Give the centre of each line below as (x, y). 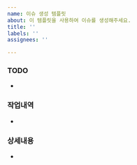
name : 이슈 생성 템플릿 (37, 14)
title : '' (22, 27)
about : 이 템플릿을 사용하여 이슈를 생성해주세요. (69, 20)
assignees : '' (28, 40)
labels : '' (23, 33)
